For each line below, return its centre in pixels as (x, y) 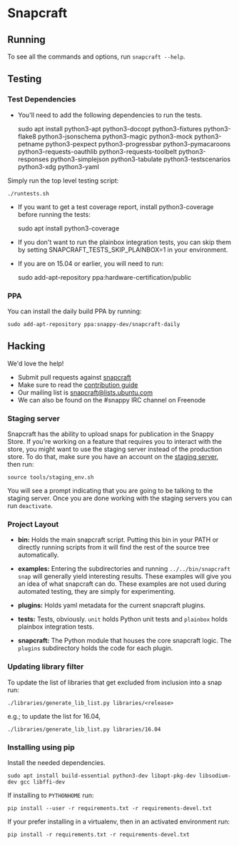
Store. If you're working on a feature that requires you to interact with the (115, 442)
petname (31, 143)
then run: (21, 465)
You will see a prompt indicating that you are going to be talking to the (110, 491)
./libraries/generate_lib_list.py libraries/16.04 (84, 729)
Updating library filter (46, 667)
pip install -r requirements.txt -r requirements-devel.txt (99, 834)
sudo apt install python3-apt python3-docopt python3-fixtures (110, 128)
